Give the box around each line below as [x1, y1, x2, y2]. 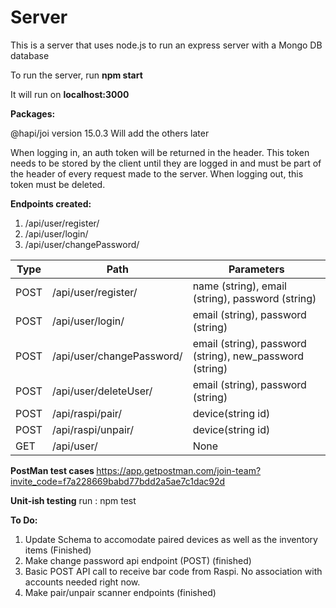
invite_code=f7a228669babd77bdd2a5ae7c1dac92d [10, 475, 226, 487]
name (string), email [192, 279, 287, 293]
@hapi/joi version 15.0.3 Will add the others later [10, 127, 210, 139]
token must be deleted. [10, 178, 106, 190]
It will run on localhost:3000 [10, 88, 130, 100]
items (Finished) [24, 544, 92, 556]
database [10, 49, 50, 61]
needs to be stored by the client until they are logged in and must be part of [10, 157, 322, 169]
